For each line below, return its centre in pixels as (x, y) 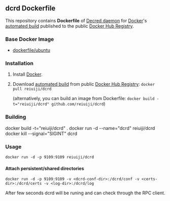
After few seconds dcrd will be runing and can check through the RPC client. (85, 193)
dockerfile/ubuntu (31, 50)
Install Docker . (27, 74)
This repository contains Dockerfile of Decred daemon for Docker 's (76, 20)
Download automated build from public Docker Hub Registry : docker (84, 84)
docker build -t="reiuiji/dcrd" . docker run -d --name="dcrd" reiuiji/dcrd (80, 128)
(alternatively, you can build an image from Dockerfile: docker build (83, 98)
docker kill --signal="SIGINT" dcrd (41, 133)
